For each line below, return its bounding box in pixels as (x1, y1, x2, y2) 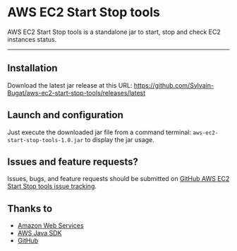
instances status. (7, 35, 57, 43)
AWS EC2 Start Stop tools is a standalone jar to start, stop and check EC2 (7, 28, 221, 36)
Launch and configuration (7, 109, 123, 121)
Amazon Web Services (17, 221, 84, 230)
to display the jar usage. (84, 135, 155, 144)
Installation (7, 62, 58, 74)
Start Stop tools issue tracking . (7, 182, 97, 191)
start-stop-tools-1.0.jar (7, 136, 83, 144)
